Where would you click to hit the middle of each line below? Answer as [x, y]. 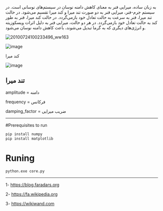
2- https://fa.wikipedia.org [31, 194]
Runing [20, 158]
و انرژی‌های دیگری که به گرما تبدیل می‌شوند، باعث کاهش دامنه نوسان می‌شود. [76, 28]
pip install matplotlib [30, 139]
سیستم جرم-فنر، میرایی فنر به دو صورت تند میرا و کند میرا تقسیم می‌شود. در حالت [80, 12]
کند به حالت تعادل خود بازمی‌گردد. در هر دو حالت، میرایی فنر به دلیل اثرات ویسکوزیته [81, 22]
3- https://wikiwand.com [30, 204]
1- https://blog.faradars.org [32, 185]
